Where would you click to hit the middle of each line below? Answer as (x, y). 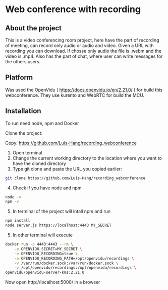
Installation (23, 111)
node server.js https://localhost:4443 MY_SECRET (59, 225)
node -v (13, 197)
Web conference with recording (73, 9)
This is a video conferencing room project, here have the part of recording (82, 40)
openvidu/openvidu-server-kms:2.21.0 (45, 273)
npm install (18, 221)
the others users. (23, 61)
